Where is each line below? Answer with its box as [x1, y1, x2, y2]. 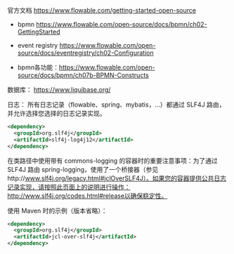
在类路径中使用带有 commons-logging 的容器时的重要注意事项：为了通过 [7, 156, 218, 165]
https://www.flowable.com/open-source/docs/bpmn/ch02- [36, 20, 207, 28]
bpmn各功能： [17, 63, 60, 72]
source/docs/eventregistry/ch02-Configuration [17, 48, 154, 57]
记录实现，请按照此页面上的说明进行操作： [7, 182, 131, 191]
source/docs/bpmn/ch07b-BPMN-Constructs [17, 71, 149, 79]
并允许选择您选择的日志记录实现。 [7, 109, 106, 117]
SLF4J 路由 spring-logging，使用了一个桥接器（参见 [7, 165, 159, 173]
